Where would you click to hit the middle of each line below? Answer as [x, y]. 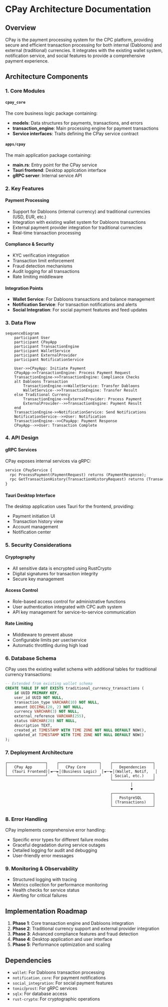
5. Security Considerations [38, 545]
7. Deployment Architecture [39, 752]
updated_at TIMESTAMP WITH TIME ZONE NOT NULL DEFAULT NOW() [79, 735]
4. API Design [22, 438]
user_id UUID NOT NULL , [39, 698]
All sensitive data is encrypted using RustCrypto [62, 568]
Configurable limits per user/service [49, 640]
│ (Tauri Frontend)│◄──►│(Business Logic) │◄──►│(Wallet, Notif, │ [81, 771]
